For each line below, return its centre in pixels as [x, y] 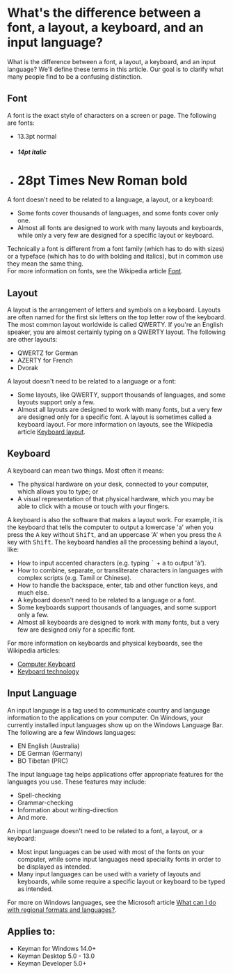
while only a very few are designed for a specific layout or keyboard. [115, 236]
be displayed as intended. [54, 867]
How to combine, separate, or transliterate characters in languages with [120, 570]
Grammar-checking [45, 802]
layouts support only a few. [56, 402]
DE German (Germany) [50, 753]
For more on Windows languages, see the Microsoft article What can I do [112, 902]
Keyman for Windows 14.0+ [57, 948]
